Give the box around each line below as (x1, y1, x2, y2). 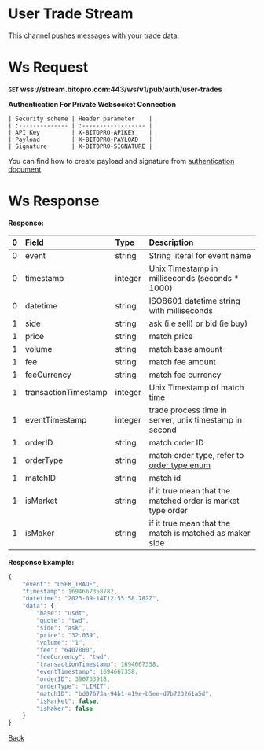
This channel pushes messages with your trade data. (8, 31, 179, 40)
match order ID (148, 437, 204, 448)
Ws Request (8, 58, 89, 76)
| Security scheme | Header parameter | (8, 115, 153, 123)
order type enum (148, 460, 211, 471)
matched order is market (148, 495, 240, 506)
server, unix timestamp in (148, 414, 242, 425)
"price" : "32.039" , (36, 631, 101, 639)
